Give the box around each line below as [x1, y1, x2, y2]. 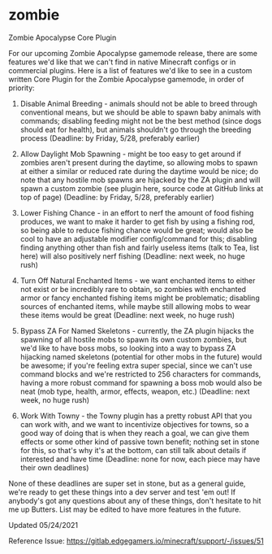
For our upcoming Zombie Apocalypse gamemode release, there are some [8, 48, 258, 58]
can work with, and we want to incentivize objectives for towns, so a [19, 419, 249, 429]
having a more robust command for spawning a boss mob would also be [19, 377, 262, 387]
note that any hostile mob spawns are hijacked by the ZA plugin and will [19, 175, 261, 185]
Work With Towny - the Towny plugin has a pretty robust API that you [19, 411, 253, 421]
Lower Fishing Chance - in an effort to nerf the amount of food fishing [19, 207, 254, 217]
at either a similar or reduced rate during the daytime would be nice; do [19, 166, 259, 176]
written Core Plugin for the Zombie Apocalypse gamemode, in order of [8, 74, 244, 84]
